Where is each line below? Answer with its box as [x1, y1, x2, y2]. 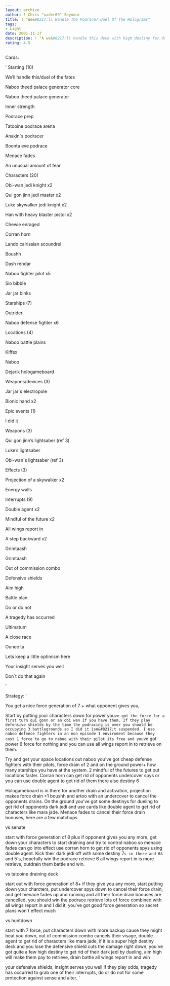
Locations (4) [5, 329, 33, 335]
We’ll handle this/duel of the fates [5, 74, 75, 80]
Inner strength [5, 103, 35, 109]
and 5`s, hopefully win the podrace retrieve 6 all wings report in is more [5, 855, 154, 862]
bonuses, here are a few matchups [5, 814, 77, 820]
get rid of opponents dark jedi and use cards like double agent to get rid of [5, 804, 161, 810]
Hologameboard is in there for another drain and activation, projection [5, 787, 151, 793]
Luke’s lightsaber [5, 447, 40, 453]
